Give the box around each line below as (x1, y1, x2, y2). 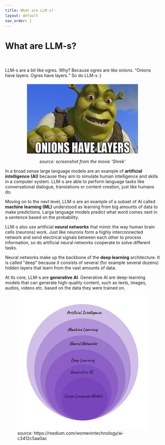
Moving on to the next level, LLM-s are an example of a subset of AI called (5, 199, 156, 205)
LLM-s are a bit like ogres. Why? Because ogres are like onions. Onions (5, 67, 151, 74)
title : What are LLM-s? (5, 8, 54, 13)
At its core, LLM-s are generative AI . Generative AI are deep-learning (5, 274, 146, 281)
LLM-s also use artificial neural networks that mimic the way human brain (5, 224, 155, 230)
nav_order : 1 (5, 18, 32, 23)
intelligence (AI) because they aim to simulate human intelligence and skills (5, 173, 159, 180)
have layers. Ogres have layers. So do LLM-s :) (5, 73, 102, 78)
